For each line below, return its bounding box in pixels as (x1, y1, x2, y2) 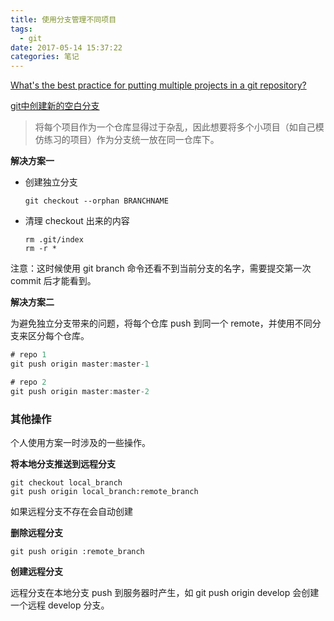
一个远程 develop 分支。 (10, 599, 110, 611)
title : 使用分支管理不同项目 (10, 14, 117, 25)
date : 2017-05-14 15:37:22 (10, 42, 123, 53)
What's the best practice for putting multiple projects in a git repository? (10, 79, 307, 91)
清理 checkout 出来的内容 (24, 215, 130, 227)
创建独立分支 (24, 176, 78, 188)
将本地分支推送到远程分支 (10, 457, 116, 470)
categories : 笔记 (10, 52, 80, 62)
